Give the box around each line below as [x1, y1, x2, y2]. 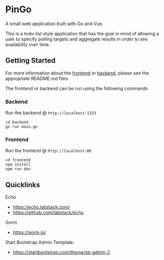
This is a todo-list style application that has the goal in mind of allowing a [5, 30, 159, 36]
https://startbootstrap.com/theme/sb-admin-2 [12, 249, 110, 255]
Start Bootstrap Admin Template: [5, 239, 74, 246]
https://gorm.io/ [12, 229, 46, 235]
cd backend [5, 119, 29, 125]
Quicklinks [5, 181, 40, 189]
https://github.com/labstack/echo [12, 209, 84, 216]
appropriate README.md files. [5, 75, 69, 82]
